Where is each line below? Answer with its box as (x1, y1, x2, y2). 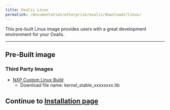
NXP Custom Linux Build (12, 77, 64, 83)
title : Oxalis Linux (5, 7, 49, 13)
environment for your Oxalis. (5, 31, 65, 37)
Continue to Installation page (5, 96, 99, 105)
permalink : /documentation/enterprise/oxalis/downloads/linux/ (5, 12, 142, 17)
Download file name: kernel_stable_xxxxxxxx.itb (20, 82, 120, 88)
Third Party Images (5, 65, 54, 72)
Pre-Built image (5, 50, 56, 59)
